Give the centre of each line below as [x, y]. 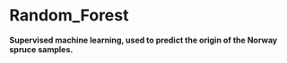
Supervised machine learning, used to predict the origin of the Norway [143, 40]
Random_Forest [69, 16]
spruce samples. [41, 49]
